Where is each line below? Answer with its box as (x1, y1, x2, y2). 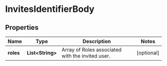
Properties (5, 23, 39, 32)
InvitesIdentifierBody (5, 3, 94, 15)
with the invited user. (61, 53, 111, 59)
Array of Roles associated (61, 46, 122, 53)
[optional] (136, 50, 160, 56)
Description (83, 38, 111, 45)
